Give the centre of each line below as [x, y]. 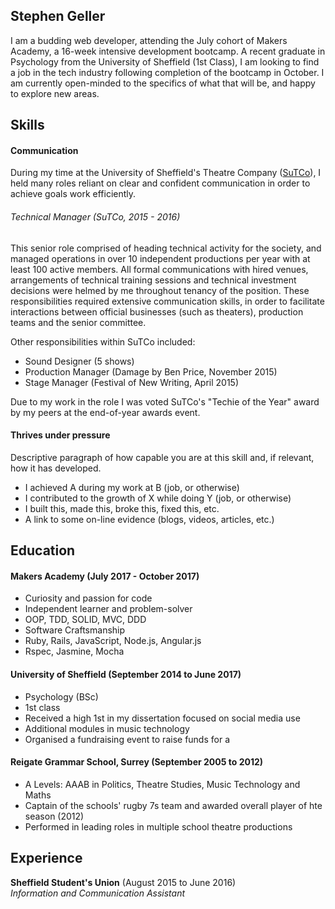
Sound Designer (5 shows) [79, 361]
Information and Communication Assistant [98, 893]
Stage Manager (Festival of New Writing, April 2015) [132, 382]
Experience [46, 858]
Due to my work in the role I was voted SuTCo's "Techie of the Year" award [165, 401]
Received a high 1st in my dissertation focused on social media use [162, 718]
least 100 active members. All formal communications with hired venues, [159, 269]
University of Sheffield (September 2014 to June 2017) [126, 674]
